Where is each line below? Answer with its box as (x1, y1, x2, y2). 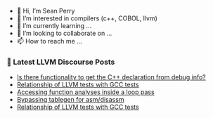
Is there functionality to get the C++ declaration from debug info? (16, 73, 206, 81)
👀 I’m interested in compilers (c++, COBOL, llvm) (16, 14, 157, 22)
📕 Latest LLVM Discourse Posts (6, 57, 115, 67)
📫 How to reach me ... (16, 37, 82, 45)
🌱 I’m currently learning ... (16, 22, 92, 29)
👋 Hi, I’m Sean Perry (16, 7, 75, 15)
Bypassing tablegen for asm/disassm (16, 96, 124, 104)
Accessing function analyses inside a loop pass (16, 88, 155, 96)
